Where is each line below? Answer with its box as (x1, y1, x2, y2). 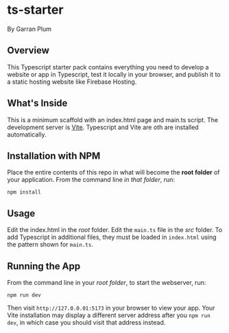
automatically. (7, 130, 47, 139)
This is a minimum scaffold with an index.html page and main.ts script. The (7, 115, 218, 124)
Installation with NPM (7, 150, 101, 161)
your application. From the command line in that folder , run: (7, 176, 175, 184)
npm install (7, 189, 41, 196)
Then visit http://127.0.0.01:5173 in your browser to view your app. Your (7, 304, 215, 312)
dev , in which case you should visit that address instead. (7, 319, 166, 326)
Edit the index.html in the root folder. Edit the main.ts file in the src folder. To (7, 226, 223, 234)
